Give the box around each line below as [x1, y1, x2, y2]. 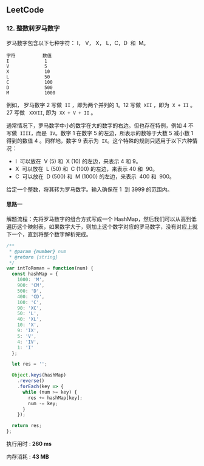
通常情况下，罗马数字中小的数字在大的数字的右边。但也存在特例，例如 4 [6, 122, 187, 129]
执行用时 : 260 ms [6, 440, 52, 448]
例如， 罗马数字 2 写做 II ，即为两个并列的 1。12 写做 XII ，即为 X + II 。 [6, 101, 196, 108]
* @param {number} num [8, 248, 67, 254]
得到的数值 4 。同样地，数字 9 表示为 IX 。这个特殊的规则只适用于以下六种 [6, 137, 192, 144]
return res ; [12, 423, 42, 429]
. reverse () [17, 378, 45, 384]
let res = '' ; [12, 361, 47, 367]
